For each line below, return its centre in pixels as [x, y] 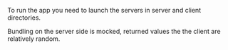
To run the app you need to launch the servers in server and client [104, 10]
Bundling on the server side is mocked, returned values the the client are [114, 31]
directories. [24, 18]
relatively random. [34, 39]
